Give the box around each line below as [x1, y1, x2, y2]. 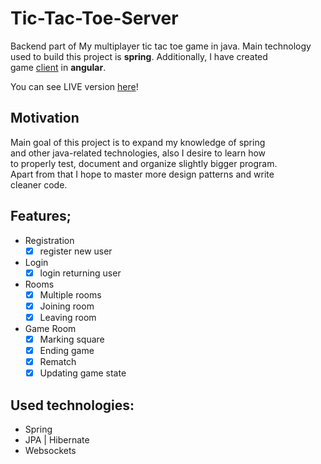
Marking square [39, 333, 105, 345]
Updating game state [39, 367, 127, 379]
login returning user [39, 267, 122, 279]
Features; [10, 208, 72, 225]
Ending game [39, 344, 95, 356]
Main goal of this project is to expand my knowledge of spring [10, 136, 266, 148]
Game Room [24, 322, 77, 334]
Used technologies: [10, 397, 135, 414]
